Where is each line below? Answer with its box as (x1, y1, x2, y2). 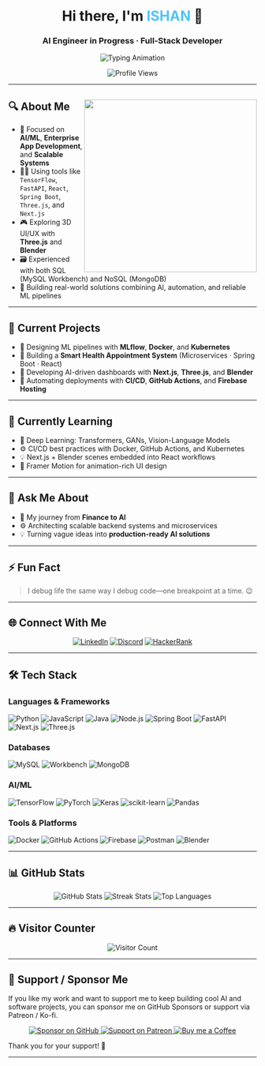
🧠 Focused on (19, 125, 65, 134)
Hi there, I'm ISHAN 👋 (62, 7, 203, 25)
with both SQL (19, 266, 66, 276)
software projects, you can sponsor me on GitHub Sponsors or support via (8, 1002, 251, 1012)
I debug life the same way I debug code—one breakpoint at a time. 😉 (27, 586, 254, 595)
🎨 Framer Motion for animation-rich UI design (19, 461, 167, 471)
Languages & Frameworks (8, 696, 110, 707)
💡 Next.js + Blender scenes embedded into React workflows (19, 452, 215, 461)
